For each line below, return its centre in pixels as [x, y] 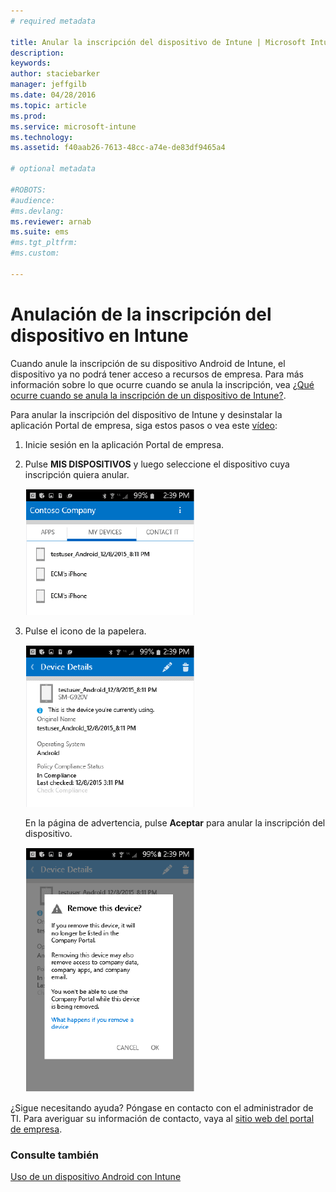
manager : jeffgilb [48, 85]
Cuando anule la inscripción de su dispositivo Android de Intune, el [148, 363]
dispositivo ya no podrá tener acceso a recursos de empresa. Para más [157, 374]
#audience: [33, 200]
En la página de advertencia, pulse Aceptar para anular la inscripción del [175, 822]
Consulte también [54, 1155]
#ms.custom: [35, 253]
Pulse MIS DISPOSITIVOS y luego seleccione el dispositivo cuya [157, 464]
